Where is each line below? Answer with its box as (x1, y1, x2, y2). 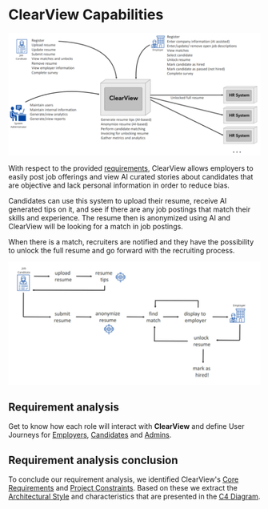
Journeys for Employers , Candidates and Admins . (8, 430, 172, 440)
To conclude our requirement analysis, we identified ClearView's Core (8, 475, 239, 484)
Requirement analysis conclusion (8, 453, 178, 467)
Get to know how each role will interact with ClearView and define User (8, 422, 245, 431)
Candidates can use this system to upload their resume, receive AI (8, 196, 227, 206)
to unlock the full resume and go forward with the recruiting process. (8, 246, 235, 256)
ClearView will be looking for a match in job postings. (8, 222, 184, 232)
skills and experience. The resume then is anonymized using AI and (8, 213, 230, 223)
